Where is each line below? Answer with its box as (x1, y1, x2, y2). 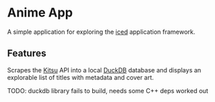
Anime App (7, 5, 73, 21)
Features (7, 48, 46, 59)
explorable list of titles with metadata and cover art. (7, 73, 154, 81)
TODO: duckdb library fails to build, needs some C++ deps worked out (7, 86, 209, 94)
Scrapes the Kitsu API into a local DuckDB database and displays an (7, 65, 202, 74)
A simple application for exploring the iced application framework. (7, 28, 196, 36)
